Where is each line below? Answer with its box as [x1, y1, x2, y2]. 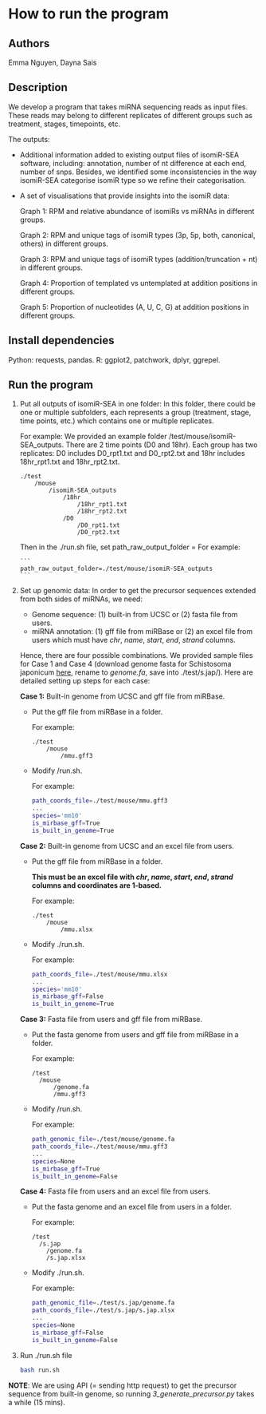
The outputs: [8, 134, 50, 144]
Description [8, 81, 68, 94]
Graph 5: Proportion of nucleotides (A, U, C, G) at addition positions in [19, 302, 249, 311]
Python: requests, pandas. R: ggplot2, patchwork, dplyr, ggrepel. [8, 354, 221, 364]
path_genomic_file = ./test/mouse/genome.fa [31, 1135, 175, 1143]
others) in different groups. [19, 239, 109, 248]
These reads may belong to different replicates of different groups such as [8, 110, 253, 120]
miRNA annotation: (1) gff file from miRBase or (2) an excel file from [31, 627, 253, 636]
